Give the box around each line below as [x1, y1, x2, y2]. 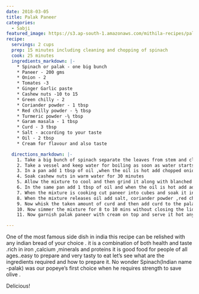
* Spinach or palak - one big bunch [17, 63, 108, 70]
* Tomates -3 [17, 80, 49, 86]
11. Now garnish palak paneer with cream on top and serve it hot [17, 212, 184, 218]
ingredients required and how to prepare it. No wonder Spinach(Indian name [6, 259, 192, 266]
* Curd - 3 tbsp [17, 124, 57, 130]
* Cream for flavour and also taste [17, 140, 108, 147]
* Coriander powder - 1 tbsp [17, 102, 89, 108]
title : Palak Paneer [6, 14, 57, 20]
